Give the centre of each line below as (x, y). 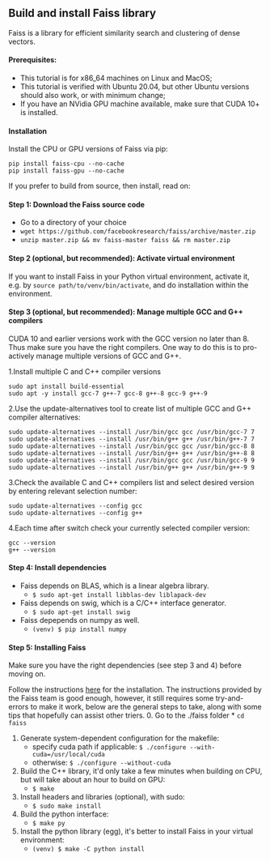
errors (19, 707)
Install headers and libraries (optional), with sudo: (102, 797)
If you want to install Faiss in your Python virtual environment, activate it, (129, 276)
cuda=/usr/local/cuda (68, 755)
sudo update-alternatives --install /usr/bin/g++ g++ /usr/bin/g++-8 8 (131, 453)
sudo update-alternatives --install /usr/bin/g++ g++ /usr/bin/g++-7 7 (131, 439)
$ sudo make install (67, 806)
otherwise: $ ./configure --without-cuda (101, 763)
